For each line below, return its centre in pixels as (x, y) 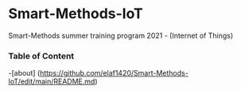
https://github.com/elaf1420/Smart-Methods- (114, 73)
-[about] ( (24, 73)
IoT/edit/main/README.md (52, 82)
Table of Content (41, 56)
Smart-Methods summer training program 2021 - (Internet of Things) (121, 35)
